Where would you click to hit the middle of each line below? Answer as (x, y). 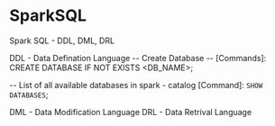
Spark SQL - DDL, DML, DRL (62, 40)
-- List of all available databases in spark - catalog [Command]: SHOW (136, 85)
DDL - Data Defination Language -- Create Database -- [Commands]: (138, 58)
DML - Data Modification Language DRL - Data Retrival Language (131, 112)
